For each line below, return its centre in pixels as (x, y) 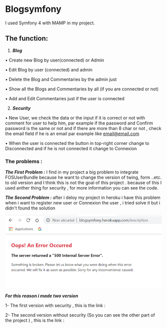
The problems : (24, 161)
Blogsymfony (33, 9)
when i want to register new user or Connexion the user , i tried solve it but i (83, 203)
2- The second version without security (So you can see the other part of (80, 315)
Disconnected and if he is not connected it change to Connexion (71, 148)
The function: (27, 38)
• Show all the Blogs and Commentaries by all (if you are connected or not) (82, 89)
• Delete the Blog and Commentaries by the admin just (61, 79)
